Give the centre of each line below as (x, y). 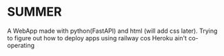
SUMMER (34, 12)
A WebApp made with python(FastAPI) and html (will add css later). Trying (112, 31)
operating (21, 45)
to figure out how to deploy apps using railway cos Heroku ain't (97, 38)
